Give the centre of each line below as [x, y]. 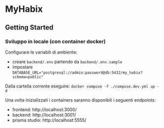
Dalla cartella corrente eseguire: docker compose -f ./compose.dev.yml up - [82, 86]
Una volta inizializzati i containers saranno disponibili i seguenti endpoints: [81, 100]
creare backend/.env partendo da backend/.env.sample [67, 62]
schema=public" [28, 77]
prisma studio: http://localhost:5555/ [49, 120]
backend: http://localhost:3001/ [44, 115]
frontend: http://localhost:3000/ [45, 109]
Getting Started [29, 27]
